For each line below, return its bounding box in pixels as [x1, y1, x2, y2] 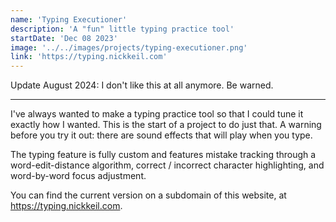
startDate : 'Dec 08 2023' [10, 33, 118, 43]
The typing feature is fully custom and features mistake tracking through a [10, 149, 317, 161]
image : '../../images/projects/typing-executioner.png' [10, 42, 248, 53]
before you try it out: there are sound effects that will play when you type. [10, 129, 313, 141]
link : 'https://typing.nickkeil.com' [10, 52, 168, 62]
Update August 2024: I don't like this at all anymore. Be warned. [10, 79, 274, 91]
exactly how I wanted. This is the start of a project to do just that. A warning [10, 119, 322, 131]
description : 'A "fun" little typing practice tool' [10, 24, 235, 34]
